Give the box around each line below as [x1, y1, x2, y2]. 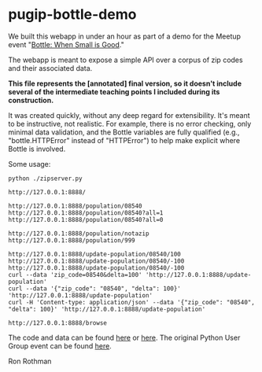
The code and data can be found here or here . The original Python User [8, 333, 241, 342]
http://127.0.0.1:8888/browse [8, 319, 108, 327]
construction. [8, 95, 54, 105]
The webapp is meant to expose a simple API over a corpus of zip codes [8, 55, 243, 64]
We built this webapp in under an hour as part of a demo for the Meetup [8, 31, 242, 41]
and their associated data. [8, 63, 93, 72]
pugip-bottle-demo [8, 6, 137, 24]
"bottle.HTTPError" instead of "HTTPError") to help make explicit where [8, 135, 241, 145]
